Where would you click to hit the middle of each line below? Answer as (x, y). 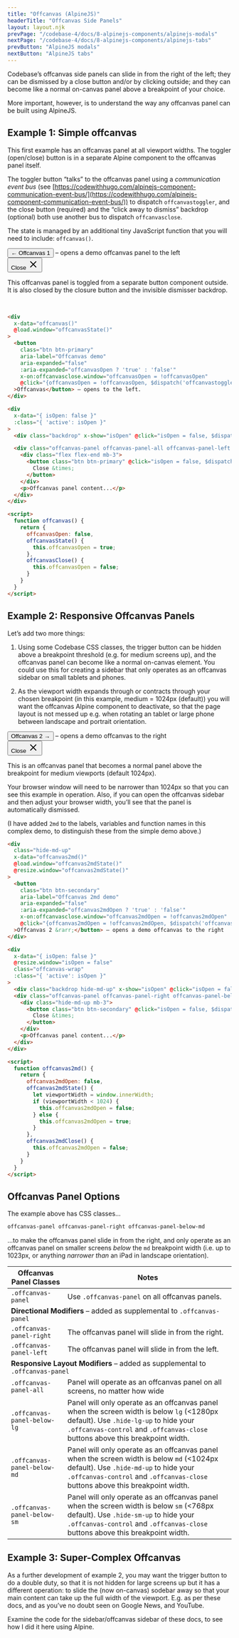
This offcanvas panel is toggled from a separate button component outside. (118, 282)
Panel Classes (36, 1282)
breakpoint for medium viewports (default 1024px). (82, 773)
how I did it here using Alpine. (51, 1627)
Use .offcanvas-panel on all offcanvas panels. (144, 1297)
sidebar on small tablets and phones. (72, 677)
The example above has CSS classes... (64, 1214)
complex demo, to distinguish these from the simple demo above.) (104, 831)
